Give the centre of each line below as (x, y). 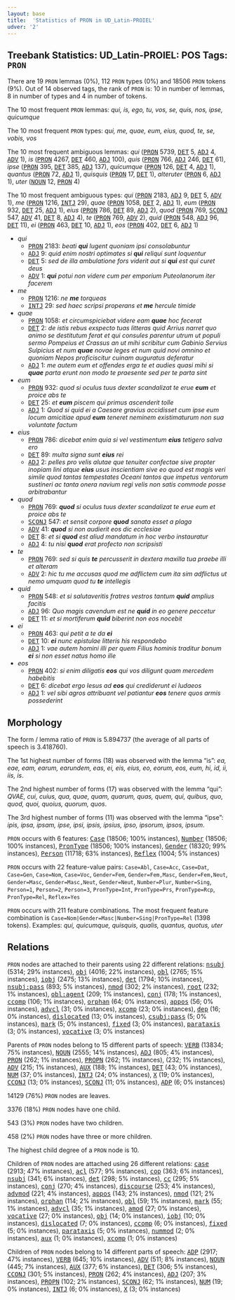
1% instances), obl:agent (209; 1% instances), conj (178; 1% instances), (114, 994)
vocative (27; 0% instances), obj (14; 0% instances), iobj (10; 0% (106, 1216)
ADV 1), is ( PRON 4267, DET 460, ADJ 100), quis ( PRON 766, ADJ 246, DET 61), (116, 159)
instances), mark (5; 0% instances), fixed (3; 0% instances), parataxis (114, 1024)
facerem (40, 283)
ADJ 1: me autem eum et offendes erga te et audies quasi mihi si (121, 365)
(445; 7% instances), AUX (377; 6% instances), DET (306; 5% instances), (112, 1266)
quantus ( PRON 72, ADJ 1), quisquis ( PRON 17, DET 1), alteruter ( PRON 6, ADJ (114, 174)
